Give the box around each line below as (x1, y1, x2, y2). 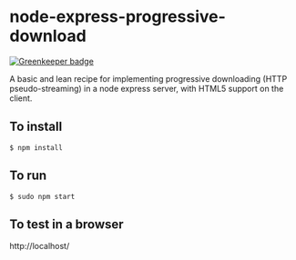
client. (9, 93, 33, 104)
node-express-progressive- (9, 6, 226, 27)
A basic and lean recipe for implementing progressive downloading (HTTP (9, 73, 288, 84)
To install (9, 119, 63, 135)
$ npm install (9, 143, 64, 152)
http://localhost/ (9, 241, 70, 252)
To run (9, 168, 47, 184)
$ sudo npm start (9, 192, 76, 201)
